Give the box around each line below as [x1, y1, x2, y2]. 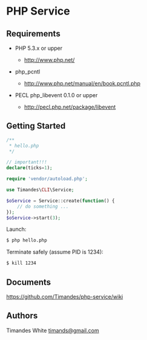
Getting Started [6, 121, 66, 131]
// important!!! [6, 159, 47, 165]
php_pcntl [15, 68, 41, 75]
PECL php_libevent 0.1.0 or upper [15, 92, 98, 98]
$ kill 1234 [6, 260, 36, 267]
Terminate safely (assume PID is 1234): [6, 248, 104, 256]
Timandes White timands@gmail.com [6, 327, 99, 334]
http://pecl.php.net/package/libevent [24, 103, 116, 110]
